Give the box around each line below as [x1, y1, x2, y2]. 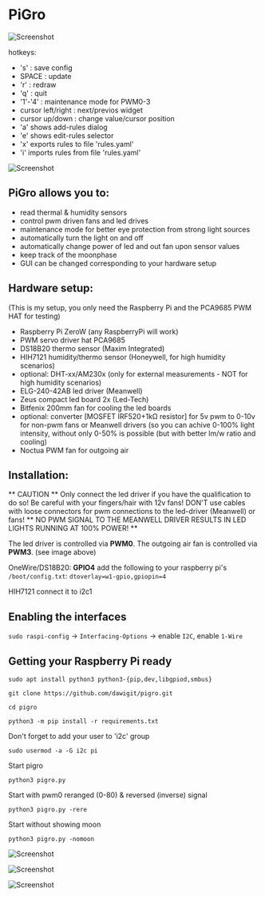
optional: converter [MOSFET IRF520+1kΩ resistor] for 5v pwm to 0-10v [19, 411, 255, 421]
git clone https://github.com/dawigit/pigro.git [8, 690, 173, 697]
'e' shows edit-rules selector [19, 130, 114, 140]
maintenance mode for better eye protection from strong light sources [19, 224, 251, 234]
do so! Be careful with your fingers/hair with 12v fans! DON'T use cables [8, 498, 246, 508]
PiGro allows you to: [8, 186, 110, 200]
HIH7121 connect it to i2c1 [8, 587, 93, 596]
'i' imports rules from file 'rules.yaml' [19, 148, 141, 157]
